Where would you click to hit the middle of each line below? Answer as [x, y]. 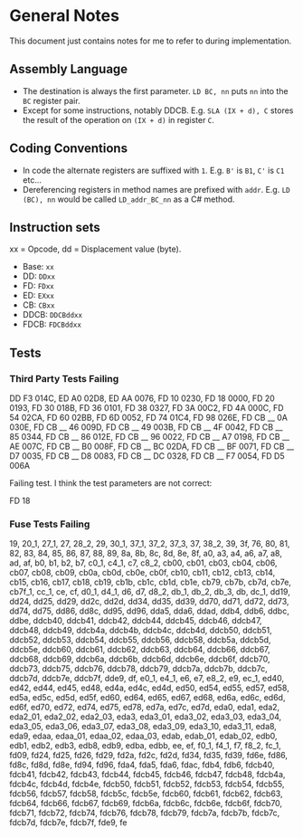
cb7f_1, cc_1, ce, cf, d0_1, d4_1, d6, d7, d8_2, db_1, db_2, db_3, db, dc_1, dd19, [150, 592]
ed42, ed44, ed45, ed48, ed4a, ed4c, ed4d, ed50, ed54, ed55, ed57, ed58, [149, 688]
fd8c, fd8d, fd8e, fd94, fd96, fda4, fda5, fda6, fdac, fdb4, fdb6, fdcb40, [142, 765]
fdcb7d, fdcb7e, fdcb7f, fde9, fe [68, 823]
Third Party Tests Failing [64, 378]
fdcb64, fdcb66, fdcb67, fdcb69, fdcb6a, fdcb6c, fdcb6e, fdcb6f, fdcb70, [146, 804]
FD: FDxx [38, 286]
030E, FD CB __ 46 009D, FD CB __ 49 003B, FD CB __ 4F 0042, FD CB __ [146, 427]
